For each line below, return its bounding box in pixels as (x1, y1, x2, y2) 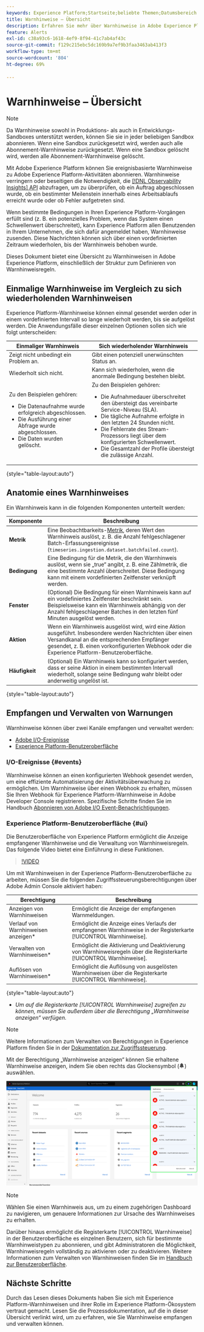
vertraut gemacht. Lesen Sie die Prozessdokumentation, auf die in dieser (6, 1307, 189, 1314)
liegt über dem (130, 432, 167, 439)
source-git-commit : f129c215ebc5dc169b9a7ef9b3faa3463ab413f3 (6, 42, 167, 48)
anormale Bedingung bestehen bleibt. (92, 373, 186, 380)
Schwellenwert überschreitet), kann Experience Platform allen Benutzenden (6, 221, 195, 229)
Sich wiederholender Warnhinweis (98, 342, 188, 349)
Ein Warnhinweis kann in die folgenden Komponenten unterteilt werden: (6, 504, 186, 511)
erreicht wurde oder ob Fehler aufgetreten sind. (6, 197, 126, 204)
